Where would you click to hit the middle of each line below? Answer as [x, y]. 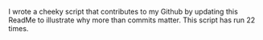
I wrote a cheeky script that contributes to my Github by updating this [123, 12]
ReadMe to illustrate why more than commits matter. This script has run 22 [132, 20]
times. [18, 28]
